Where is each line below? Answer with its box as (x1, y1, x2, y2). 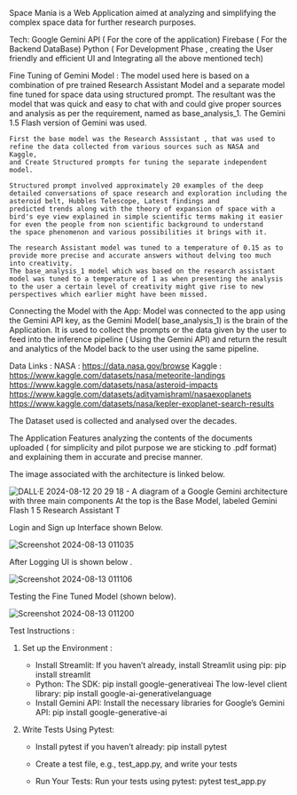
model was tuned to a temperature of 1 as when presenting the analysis (9, 274, 284, 283)
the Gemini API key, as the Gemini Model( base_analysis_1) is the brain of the (9, 315, 288, 325)
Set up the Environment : (21, 643, 113, 653)
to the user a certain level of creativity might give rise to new (9, 282, 264, 291)
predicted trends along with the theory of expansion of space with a (9, 204, 276, 213)
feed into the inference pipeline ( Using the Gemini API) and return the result (9, 334, 287, 345)
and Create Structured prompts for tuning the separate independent (9, 158, 268, 167)
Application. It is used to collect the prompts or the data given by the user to (9, 324, 287, 335)
